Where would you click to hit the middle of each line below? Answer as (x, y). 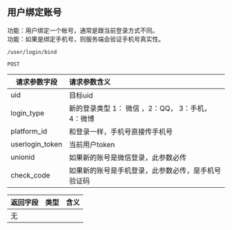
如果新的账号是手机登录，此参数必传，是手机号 (145, 170)
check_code (30, 175)
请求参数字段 (36, 82)
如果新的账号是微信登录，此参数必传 (128, 157)
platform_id (29, 131)
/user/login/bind (32, 52)
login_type (28, 113)
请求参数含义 (90, 82)
